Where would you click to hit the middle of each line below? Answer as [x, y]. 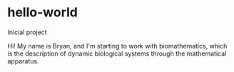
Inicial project [27, 32]
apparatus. [23, 61]
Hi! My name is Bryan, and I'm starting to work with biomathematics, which [117, 46]
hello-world [43, 12]
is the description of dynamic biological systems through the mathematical [117, 53]
